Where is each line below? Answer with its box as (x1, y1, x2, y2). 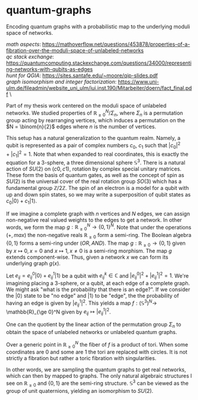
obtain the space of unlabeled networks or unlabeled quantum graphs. (6, 328, 177, 335)
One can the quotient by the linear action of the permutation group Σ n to (6, 321, 181, 329)
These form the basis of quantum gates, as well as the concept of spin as (6, 171, 184, 178)
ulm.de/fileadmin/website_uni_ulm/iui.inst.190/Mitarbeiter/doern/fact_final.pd (6, 84, 192, 91)
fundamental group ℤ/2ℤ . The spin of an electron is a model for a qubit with (6, 184, 189, 191)
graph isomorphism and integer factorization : (6, 78, 117, 85)
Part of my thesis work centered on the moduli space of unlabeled (6, 102, 167, 109)
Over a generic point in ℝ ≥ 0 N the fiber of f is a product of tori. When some (6, 339, 189, 349)
